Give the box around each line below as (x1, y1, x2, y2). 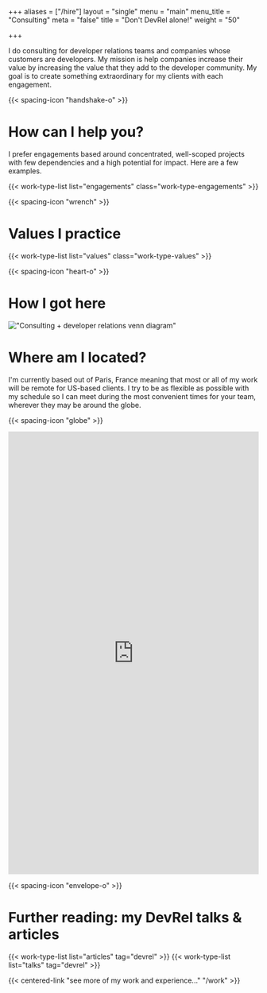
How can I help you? (8, 123, 145, 142)
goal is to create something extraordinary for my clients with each (8, 72, 224, 80)
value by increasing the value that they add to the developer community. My (8, 63, 257, 72)
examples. (8, 166, 42, 176)
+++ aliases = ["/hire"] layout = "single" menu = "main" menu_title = (8, 7, 231, 16)
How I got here (8, 294, 106, 312)
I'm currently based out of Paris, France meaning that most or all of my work (8, 374, 258, 384)
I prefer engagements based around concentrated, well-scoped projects (8, 149, 245, 158)
